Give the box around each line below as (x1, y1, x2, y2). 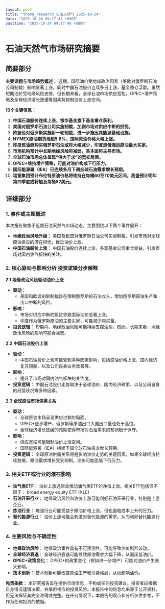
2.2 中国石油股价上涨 (5, 341, 48, 346)
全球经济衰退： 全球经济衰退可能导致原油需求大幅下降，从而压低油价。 (12, 551, 156, 557)
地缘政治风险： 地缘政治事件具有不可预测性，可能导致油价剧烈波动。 (12, 545, 151, 551)
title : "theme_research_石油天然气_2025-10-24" (5, 12, 101, 17)
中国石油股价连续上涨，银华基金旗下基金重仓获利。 (12, 118, 116, 123)
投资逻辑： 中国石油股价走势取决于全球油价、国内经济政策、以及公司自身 (12, 382, 160, 388)
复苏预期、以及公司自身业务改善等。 (20, 363, 94, 369)
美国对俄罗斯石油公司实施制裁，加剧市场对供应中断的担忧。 (12, 123, 133, 130)
